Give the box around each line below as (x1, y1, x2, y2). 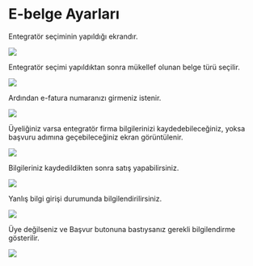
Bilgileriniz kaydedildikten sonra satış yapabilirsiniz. (8, 163, 179, 172)
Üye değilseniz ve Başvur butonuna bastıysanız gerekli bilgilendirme (8, 224, 236, 234)
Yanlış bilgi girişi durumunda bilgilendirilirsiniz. (8, 193, 162, 203)
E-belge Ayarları (8, 5, 120, 23)
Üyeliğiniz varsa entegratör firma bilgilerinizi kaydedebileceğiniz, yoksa (8, 123, 246, 133)
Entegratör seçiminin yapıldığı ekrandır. (8, 31, 139, 41)
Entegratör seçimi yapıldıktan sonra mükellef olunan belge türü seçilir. (8, 62, 240, 72)
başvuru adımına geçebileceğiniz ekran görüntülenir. (8, 132, 183, 142)
